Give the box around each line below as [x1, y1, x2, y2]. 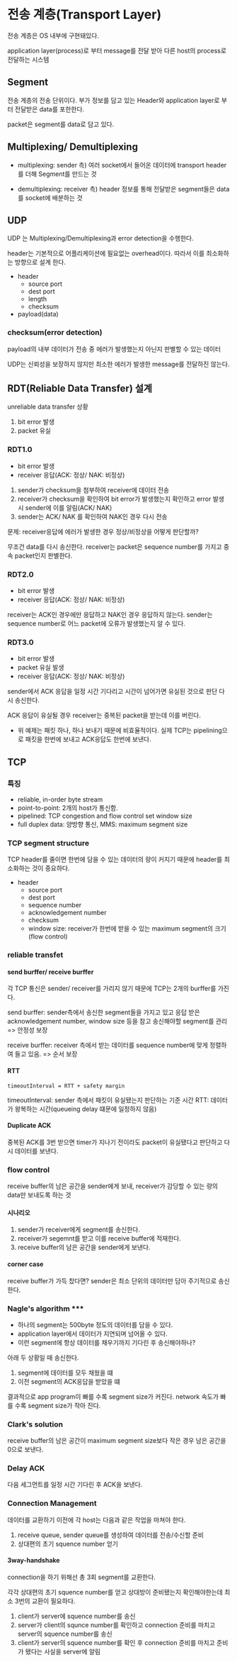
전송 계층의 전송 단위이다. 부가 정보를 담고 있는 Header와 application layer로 [7, 96, 220, 104]
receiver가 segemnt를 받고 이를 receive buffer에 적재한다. [17, 1234, 182, 1243]
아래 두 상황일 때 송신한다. [7, 1353, 79, 1362]
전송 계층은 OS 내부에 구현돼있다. [7, 31, 99, 40]
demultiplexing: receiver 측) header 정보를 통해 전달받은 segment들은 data [17, 184, 230, 193]
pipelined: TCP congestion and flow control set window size [17, 811, 192, 820]
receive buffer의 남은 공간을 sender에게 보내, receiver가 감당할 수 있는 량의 [7, 1182, 218, 1190]
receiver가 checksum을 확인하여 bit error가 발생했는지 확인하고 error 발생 [17, 494, 225, 503]
